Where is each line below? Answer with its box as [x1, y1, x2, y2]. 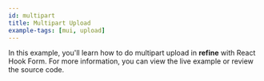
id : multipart [8, 11, 56, 20]
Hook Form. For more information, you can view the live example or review [8, 56, 254, 66]
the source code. [8, 65, 65, 75]
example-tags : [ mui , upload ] [8, 26, 106, 34]
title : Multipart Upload [8, 19, 91, 27]
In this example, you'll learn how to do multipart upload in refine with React [8, 48, 256, 58]
